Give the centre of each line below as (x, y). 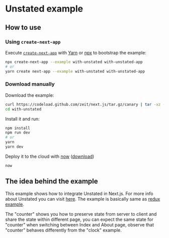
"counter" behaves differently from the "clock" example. (63, 230)
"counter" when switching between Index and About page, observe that (80, 224)
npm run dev (18, 133)
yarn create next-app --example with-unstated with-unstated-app (75, 71)
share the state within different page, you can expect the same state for (79, 219)
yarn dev (14, 147)
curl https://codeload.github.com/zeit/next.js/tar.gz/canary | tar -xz (83, 104)
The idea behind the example (52, 181)
